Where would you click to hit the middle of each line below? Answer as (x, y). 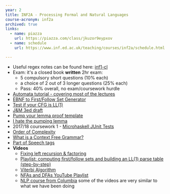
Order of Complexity (34, 132)
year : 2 (13, 10)
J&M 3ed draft (28, 110)
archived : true (21, 24)
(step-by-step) (36, 164)
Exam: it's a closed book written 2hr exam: (58, 72)
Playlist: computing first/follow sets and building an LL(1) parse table (92, 159)
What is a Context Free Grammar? (48, 137)
